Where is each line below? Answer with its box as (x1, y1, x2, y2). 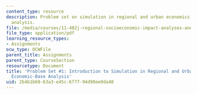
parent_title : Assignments (6, 52, 72, 58)
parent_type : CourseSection (6, 57, 75, 63)
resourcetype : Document (6, 62, 64, 69)
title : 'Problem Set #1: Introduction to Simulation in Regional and (6, 68, 180, 74)
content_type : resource (6, 8, 64, 15)
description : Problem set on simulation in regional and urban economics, (6, 14, 193, 20)
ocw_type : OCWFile (6, 47, 51, 53)
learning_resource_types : (6, 36, 69, 41)
